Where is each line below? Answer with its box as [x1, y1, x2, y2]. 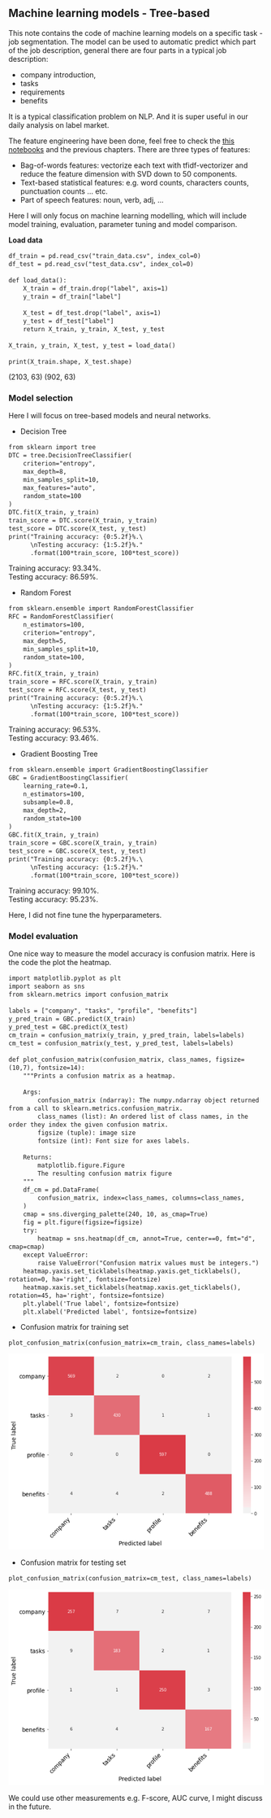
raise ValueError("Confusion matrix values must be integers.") [37, 1259, 260, 1268]
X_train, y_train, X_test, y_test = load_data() [8, 341, 176, 349]
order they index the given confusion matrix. [8, 1121, 169, 1130]
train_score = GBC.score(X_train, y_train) [8, 839, 158, 847]
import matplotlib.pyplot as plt [8, 974, 122, 983]
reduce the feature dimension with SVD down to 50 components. [19, 168, 238, 178]
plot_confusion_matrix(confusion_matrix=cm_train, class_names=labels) [8, 1339, 256, 1348]
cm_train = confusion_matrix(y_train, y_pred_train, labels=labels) [8, 1031, 245, 1040]
